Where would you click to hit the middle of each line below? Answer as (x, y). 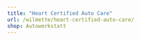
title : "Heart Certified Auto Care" (60, 13)
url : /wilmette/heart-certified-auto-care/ (71, 20)
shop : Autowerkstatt (37, 26)
